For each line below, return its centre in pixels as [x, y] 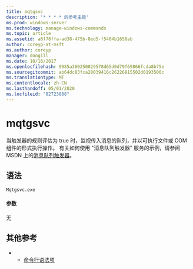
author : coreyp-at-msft [35, 45]
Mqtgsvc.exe [21, 190]
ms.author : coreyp [29, 50]
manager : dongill [27, 56]
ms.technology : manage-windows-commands [56, 28]
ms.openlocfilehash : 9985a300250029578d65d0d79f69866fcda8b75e [85, 67]
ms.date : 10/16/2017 [31, 61]
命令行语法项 [39, 260]
